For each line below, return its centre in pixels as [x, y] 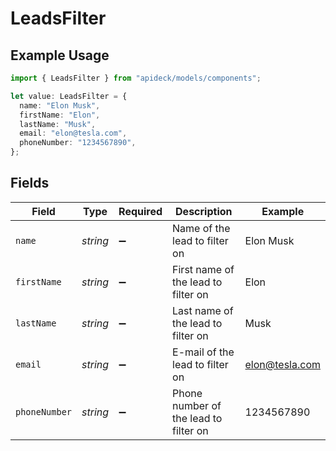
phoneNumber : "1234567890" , [78, 143]
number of [197, 405]
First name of [203, 269]
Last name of [203, 310]
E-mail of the [203, 352]
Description [204, 211]
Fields [30, 183]
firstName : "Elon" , [60, 115]
